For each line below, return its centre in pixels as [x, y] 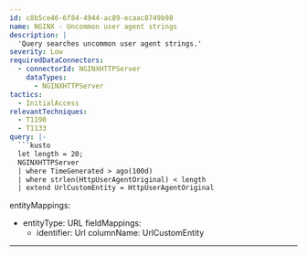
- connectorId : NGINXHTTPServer [79, 69]
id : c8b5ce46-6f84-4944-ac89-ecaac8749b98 [91, 18]
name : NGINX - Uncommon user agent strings [94, 27]
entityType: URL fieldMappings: [82, 223]
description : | [38, 35]
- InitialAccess [48, 103]
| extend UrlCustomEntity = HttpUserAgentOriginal [116, 188]
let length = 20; [51, 154]
